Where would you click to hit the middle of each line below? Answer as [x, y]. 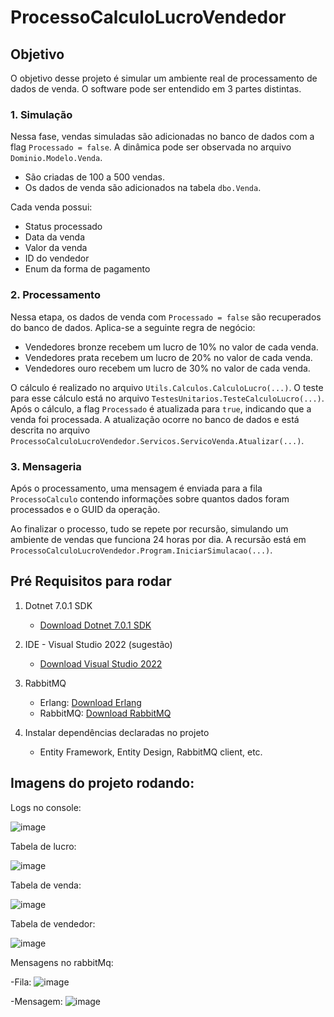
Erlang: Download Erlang [90, 702]
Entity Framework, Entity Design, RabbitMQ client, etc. [151, 752]
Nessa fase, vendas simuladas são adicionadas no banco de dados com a [162, 137]
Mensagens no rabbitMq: [62, 962]
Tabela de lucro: [43, 846]
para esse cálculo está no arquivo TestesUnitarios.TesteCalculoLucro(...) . [167, 398]
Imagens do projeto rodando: [102, 783]
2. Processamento [55, 295]
